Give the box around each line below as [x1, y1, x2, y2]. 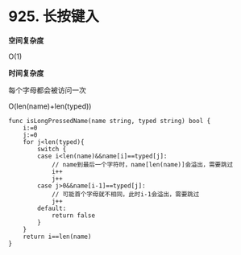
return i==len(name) [23, 232, 92, 241]
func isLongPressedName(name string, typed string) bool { [8, 117, 211, 125]
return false [51, 211, 95, 220]
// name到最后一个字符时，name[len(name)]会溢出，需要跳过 [51, 160, 234, 169]
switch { [37, 145, 67, 153]
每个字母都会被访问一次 [8, 85, 86, 95]
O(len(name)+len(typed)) [8, 101, 92, 111]
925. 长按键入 [8, 7, 99, 26]
